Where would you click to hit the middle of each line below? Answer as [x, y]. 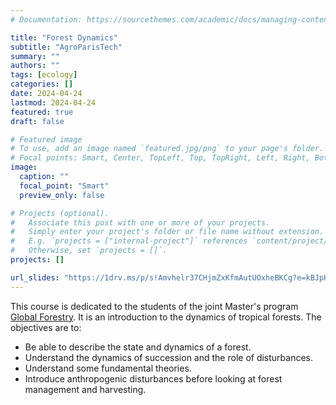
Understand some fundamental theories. [108, 368]
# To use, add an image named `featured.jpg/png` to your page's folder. [167, 149]
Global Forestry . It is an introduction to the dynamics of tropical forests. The [166, 317]
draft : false [37, 121]
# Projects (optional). [60, 213]
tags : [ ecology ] [44, 75]
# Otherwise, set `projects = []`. [89, 251]
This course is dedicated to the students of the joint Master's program [154, 306]
